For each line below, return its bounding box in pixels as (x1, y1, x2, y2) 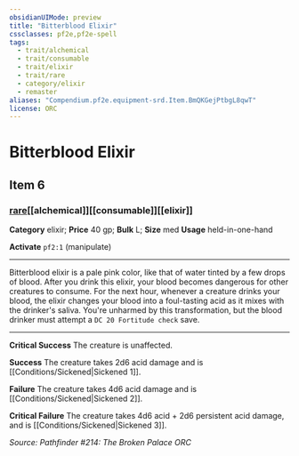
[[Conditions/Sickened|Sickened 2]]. (9, 393, 143, 404)
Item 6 (9, 177, 45, 192)
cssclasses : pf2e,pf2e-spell (9, 29, 117, 38)
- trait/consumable (17, 54, 90, 63)
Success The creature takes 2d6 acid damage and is (9, 357, 204, 368)
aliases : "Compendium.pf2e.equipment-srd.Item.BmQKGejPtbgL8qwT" (9, 95, 256, 105)
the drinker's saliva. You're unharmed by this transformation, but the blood (9, 305, 283, 316)
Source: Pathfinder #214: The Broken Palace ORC (9, 437, 191, 448)
